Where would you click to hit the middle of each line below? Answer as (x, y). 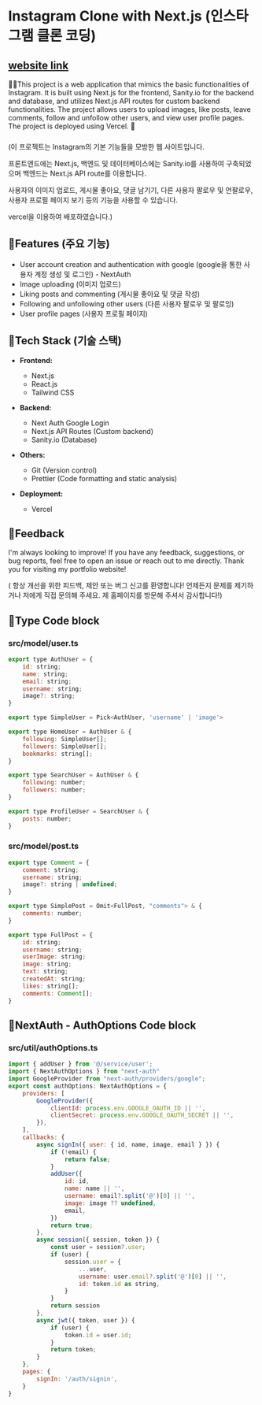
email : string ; (47, 681)
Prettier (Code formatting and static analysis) (104, 478)
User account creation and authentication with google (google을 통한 (131, 264)
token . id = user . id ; (98, 1335)
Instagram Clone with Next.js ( (109, 16)
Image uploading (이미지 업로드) (70, 284)
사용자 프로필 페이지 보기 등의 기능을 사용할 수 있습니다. (93, 200)
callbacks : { (44, 1138)
